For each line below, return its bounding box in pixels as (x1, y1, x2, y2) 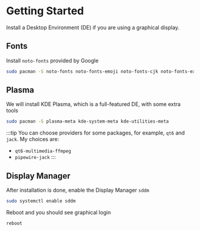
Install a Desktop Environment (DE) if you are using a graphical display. (6, 24, 180, 31)
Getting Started (6, 4, 85, 18)
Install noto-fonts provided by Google (6, 57, 99, 64)
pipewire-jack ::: (14, 154, 56, 161)
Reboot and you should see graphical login (6, 209, 111, 216)
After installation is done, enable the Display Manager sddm (6, 186, 149, 194)
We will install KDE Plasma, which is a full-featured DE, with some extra (6, 101, 181, 108)
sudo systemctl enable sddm (6, 198, 76, 204)
